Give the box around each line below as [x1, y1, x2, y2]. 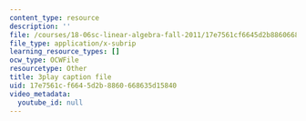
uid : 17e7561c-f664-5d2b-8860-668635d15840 [9, 81, 178, 90]
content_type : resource [9, 13, 100, 23]
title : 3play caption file [9, 73, 112, 82]
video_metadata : [9, 89, 71, 98]
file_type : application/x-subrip [9, 38, 137, 48]
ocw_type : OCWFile [9, 55, 79, 65]
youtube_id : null [17, 97, 84, 107]
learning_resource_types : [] [9, 47, 120, 56]
